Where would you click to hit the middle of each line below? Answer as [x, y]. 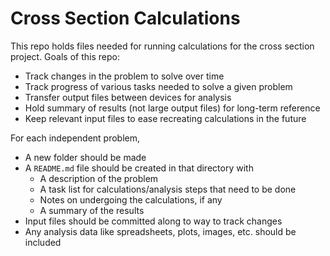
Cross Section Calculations [125, 18]
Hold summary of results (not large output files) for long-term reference [172, 108]
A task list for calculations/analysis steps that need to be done [168, 189]
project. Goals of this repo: [65, 56]
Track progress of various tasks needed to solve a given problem [158, 86]
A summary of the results [92, 210]
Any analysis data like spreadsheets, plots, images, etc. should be [160, 231]
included [43, 242]
